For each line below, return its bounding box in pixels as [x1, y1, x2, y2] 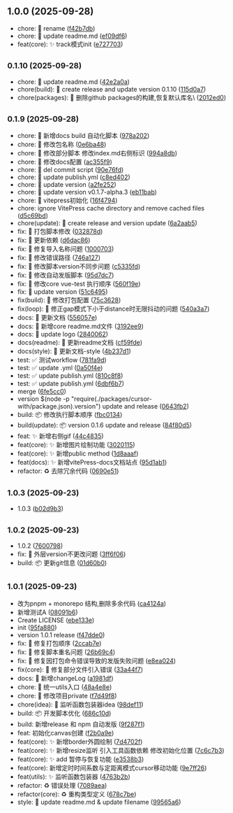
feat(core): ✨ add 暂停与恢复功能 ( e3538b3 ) [17, 755, 144, 763]
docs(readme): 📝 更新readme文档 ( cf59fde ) [17, 339, 143, 347]
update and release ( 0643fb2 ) [102, 402, 190, 411]
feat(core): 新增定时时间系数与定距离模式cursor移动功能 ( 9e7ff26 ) [17, 763, 207, 772]
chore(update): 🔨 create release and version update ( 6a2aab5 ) [17, 219, 197, 227]
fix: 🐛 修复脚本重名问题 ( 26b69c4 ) [17, 647, 116, 656]
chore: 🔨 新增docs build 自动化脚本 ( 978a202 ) [17, 132, 150, 140]
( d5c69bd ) [17, 211, 49, 220]
